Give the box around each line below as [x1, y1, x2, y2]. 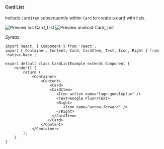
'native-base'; [5, 53, 37, 58]
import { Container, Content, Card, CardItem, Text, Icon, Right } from [5, 48, 159, 53]
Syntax [5, 34, 20, 40]
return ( [23, 70, 41, 75]
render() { [14, 66, 37, 71]
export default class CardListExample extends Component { [5, 61, 130, 67]
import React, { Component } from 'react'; [5, 44, 97, 49]
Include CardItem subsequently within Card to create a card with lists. [5, 15, 146, 21]
